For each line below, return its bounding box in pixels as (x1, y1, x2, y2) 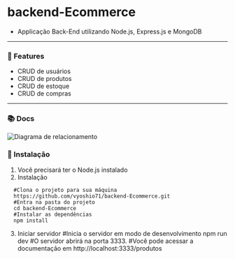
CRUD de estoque (17, 82, 70, 91)
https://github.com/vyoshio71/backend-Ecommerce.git (13, 193, 171, 200)
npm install (13, 217, 49, 224)
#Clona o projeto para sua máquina (13, 186, 117, 193)
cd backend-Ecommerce (13, 205, 77, 212)
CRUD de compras (17, 89, 71, 98)
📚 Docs (7, 114, 35, 124)
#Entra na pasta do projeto (13, 198, 96, 206)
